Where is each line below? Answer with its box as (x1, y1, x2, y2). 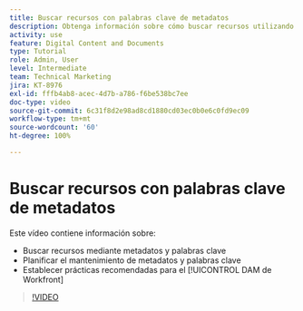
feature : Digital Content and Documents (9, 38, 165, 48)
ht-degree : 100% (9, 131, 71, 141)
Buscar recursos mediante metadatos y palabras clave (22, 245, 227, 256)
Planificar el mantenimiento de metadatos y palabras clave (22, 255, 242, 266)
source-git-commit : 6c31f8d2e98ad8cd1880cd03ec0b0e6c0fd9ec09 (9, 106, 249, 115)
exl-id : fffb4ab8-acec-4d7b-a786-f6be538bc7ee (9, 89, 189, 98)
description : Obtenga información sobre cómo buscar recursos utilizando (9, 22, 295, 31)
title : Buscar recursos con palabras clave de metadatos (9, 13, 230, 23)
